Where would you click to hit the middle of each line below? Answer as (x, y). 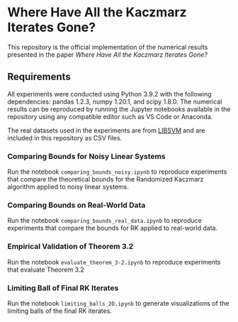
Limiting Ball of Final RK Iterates (63, 288)
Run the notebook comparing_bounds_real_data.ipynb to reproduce (104, 221)
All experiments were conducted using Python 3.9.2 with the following (109, 94)
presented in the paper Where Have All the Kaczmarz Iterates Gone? (107, 55)
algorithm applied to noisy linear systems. (68, 187)
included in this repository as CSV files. (65, 138)
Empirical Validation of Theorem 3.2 (70, 247)
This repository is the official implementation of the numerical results (108, 47)
